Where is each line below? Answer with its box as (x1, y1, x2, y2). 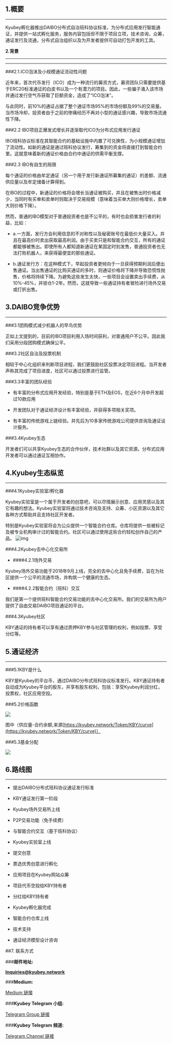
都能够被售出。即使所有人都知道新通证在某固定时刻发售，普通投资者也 (12, 243, 161, 250)
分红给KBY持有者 (12, 893, 49, 899)
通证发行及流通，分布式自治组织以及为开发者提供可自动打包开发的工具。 (5, 37, 158, 43)
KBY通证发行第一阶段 (12, 795, 58, 802)
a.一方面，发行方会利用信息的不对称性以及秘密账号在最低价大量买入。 (12, 230, 160, 237)
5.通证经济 (5, 647, 39, 656)
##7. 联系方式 (5, 948, 34, 954)
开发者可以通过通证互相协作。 (5, 452, 68, 458)
